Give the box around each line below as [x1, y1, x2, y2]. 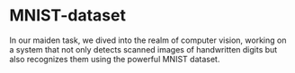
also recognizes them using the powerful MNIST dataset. [9, 53, 220, 64]
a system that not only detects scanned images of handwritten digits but [9, 44, 278, 54]
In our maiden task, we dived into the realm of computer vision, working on [9, 35, 287, 45]
